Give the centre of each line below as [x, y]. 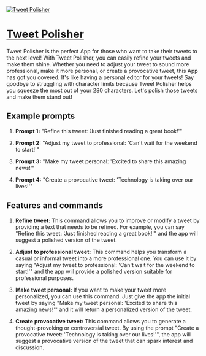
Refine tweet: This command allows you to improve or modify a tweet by [107, 220]
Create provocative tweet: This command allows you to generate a [100, 321]
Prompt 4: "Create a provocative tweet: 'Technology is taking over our [104, 180]
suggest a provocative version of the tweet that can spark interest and [104, 341]
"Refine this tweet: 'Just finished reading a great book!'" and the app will [106, 233]
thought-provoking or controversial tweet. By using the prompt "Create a [107, 328]
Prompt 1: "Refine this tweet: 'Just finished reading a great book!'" [99, 131]
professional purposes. [44, 278]
